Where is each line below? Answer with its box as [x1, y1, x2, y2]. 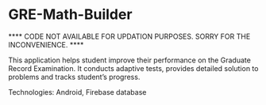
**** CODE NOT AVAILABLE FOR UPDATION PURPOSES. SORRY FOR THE [8, 32, 251, 41]
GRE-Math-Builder [8, 6, 133, 24]
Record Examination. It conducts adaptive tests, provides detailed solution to [8, 63, 259, 73]
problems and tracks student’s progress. [8, 72, 141, 81]
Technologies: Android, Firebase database [8, 87, 147, 96]
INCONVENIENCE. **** [8, 39, 84, 49]
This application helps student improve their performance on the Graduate [8, 55, 252, 65]
